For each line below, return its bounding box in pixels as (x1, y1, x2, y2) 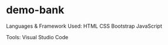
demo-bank (6, 3, 65, 17)
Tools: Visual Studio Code (6, 33, 69, 40)
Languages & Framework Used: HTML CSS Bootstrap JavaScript (6, 22, 163, 29)
